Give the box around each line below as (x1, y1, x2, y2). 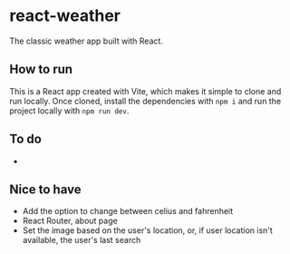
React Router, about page (22, 215, 118, 227)
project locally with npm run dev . (9, 105, 130, 116)
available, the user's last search (22, 235, 141, 246)
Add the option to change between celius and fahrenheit (22, 206, 234, 217)
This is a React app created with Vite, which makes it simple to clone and (9, 85, 282, 96)
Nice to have (9, 181, 82, 197)
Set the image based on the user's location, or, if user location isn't (22, 225, 274, 236)
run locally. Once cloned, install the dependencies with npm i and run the (9, 95, 282, 106)
